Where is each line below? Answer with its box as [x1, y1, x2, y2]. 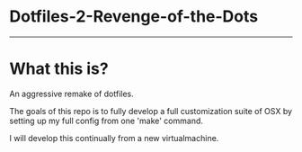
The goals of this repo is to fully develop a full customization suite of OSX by [9, 105, 293, 116]
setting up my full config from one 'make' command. [9, 115, 204, 126]
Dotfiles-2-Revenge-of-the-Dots [9, 6, 259, 27]
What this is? [9, 58, 110, 79]
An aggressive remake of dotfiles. [9, 88, 135, 99]
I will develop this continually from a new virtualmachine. [9, 132, 219, 143]
